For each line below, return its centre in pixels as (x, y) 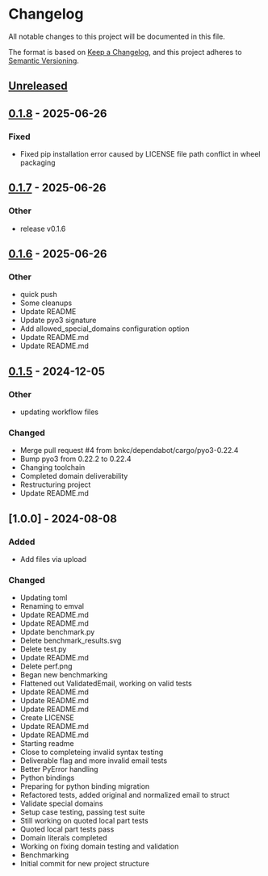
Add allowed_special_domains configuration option (105, 329)
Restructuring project (55, 484)
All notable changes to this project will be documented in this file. (117, 36)
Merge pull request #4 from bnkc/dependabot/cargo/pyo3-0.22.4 (129, 451)
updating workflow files (59, 412)
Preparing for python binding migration (85, 786)
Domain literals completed (63, 838)
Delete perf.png (46, 666)
